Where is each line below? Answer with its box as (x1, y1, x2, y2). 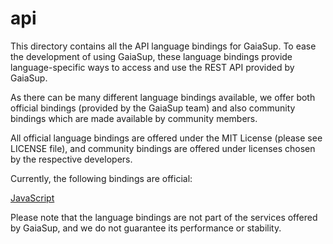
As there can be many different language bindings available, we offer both (10, 91, 316, 103)
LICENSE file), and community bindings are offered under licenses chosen (10, 142, 316, 154)
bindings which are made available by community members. (10, 112, 258, 124)
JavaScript (10, 192, 55, 204)
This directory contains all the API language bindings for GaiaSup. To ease (10, 40, 317, 52)
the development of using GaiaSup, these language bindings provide (10, 50, 293, 62)
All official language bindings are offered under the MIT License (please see (10, 132, 323, 144)
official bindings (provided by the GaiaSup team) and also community (10, 102, 296, 114)
